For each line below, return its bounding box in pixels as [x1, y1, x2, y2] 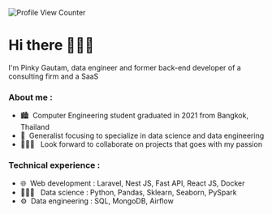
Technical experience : [8, 160, 101, 171]
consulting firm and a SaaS [8, 71, 99, 81]
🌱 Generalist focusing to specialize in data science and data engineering [19, 131, 265, 141]
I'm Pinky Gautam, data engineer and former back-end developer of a [8, 62, 241, 72]
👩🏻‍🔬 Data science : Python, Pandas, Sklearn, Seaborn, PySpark [19, 187, 237, 197]
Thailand [19, 122, 50, 132]
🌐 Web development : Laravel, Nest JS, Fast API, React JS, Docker [19, 178, 245, 188]
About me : [8, 92, 53, 103]
